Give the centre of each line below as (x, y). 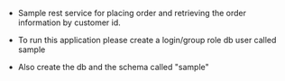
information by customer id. (69, 22)
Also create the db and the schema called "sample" (113, 67)
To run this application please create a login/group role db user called (147, 40)
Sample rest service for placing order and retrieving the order (132, 13)
